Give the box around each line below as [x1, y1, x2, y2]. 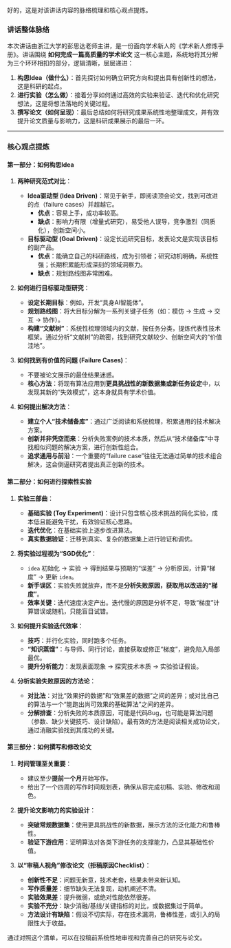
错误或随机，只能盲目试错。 [33, 607, 112, 615]
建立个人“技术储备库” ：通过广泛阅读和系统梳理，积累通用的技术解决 [27, 418, 221, 426]
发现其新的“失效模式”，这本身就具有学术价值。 [27, 388, 159, 396]
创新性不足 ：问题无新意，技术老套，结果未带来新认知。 [27, 876, 184, 884]
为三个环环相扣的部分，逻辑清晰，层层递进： [7, 59, 134, 68]
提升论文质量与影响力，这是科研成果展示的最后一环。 [16, 116, 168, 125]
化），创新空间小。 [37, 226, 89, 234]
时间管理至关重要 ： [16, 759, 72, 767]
